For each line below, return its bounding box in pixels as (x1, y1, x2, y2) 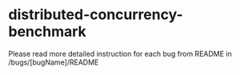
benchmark (8, 22, 86, 41)
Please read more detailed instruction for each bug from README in (8, 49, 232, 58)
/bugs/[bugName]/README (8, 57, 99, 67)
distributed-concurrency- (8, 6, 184, 24)
